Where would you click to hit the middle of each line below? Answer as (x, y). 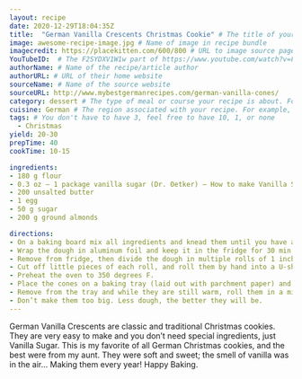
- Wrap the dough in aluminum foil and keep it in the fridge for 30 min (151, 251)
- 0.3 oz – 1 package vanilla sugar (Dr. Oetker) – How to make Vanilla (148, 184)
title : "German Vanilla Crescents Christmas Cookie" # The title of (142, 34)
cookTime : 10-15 (40, 151)
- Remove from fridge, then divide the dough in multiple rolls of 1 (142, 259)
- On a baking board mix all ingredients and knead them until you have (148, 242)
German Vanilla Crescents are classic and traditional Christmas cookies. (142, 326)
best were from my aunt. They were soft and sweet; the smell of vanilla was (149, 355)
